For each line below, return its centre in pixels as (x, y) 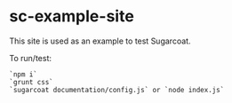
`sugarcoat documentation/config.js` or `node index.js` (117, 90)
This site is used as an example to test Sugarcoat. (100, 41)
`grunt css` (31, 82)
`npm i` (24, 74)
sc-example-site (72, 16)
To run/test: (30, 58)
